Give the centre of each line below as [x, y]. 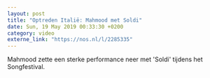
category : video [31, 33]
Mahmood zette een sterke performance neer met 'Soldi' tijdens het [105, 59]
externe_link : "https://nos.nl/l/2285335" [70, 40]
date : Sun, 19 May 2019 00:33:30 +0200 [65, 26]
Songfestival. [26, 67]
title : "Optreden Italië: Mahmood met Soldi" [75, 20]
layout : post [26, 14]
